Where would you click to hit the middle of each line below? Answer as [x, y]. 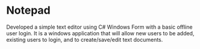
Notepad [29, 10]
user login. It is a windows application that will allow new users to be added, [100, 33]
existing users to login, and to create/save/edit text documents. [85, 39]
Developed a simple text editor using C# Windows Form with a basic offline [99, 27]
